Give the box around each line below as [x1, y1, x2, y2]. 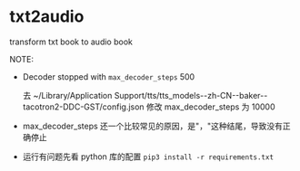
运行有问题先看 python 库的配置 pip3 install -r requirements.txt [22, 151, 275, 162]
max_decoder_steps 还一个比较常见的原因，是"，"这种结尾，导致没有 [22, 120, 284, 131]
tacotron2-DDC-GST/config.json [22, 101, 145, 112]
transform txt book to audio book [9, 36, 134, 47]
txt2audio [9, 6, 85, 27]
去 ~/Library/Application [22, 90, 113, 100]
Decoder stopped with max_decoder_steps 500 [22, 71, 195, 82]
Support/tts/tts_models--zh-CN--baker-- [114, 90, 268, 100]
